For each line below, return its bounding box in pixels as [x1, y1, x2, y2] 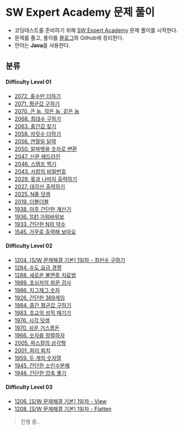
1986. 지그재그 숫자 [14, 286, 61, 294]
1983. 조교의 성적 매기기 [14, 309, 72, 316]
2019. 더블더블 [14, 198, 49, 205]
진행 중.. [20, 418, 40, 425]
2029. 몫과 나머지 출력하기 [14, 175, 78, 183]
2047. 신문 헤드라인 [14, 153, 61, 160]
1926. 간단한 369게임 [14, 294, 66, 301]
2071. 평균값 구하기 [14, 100, 60, 107]
